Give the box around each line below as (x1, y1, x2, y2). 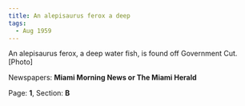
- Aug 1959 (15, 26, 52, 35)
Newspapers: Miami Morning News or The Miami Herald (8, 73, 198, 83)
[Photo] (8, 57, 34, 67)
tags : (8, 19, 26, 27)
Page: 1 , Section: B (8, 88, 70, 98)
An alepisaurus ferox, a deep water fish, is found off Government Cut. (8, 49, 238, 59)
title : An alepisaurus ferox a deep (8, 11, 131, 20)
